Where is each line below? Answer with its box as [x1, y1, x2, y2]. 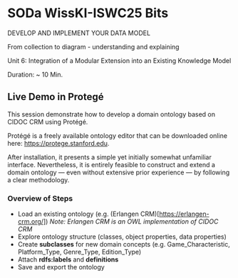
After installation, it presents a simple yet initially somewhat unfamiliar [7, 152, 212, 162]
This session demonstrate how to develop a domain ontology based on [7, 109, 216, 119]
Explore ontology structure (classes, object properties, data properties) [17, 232, 227, 241]
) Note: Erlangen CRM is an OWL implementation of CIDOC [45, 217, 219, 226]
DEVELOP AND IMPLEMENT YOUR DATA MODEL [7, 29, 151, 37]
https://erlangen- [159, 209, 209, 219]
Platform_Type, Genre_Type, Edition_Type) [17, 248, 142, 257]
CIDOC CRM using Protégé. [7, 117, 88, 126]
